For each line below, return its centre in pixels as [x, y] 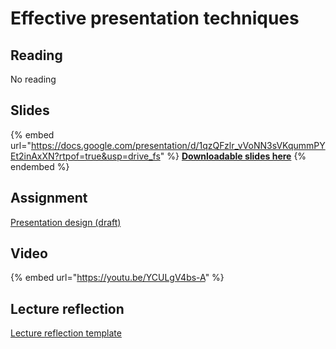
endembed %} [40, 166]
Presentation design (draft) [66, 222]
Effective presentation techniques [155, 18]
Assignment [49, 198]
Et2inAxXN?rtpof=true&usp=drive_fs [85, 156]
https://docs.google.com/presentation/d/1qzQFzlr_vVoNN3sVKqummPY [178, 145]
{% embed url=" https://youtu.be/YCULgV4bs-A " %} [117, 278]
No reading [33, 79]
